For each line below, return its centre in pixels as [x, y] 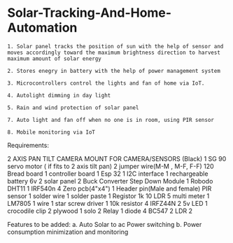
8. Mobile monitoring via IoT [51, 132]
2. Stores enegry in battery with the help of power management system [114, 71]
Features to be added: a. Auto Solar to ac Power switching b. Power [105, 224]
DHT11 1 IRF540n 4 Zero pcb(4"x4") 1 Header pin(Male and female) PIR [110, 188]
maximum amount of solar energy [54, 58]
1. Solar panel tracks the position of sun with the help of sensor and [115, 46]
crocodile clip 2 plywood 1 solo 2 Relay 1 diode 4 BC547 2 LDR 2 [100, 211]
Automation [42, 28]
